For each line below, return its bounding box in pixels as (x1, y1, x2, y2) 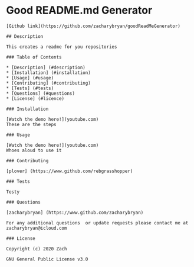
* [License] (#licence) (6, 95, 65, 101)
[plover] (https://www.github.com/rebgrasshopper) (6, 168, 133, 174)
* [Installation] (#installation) (6, 69, 91, 76)
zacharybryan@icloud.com (6, 225, 67, 231)
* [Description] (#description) (6, 65, 86, 70)
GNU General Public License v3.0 (6, 256, 88, 262)
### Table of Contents (6, 54, 62, 60)
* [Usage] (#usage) (6, 75, 54, 81)
